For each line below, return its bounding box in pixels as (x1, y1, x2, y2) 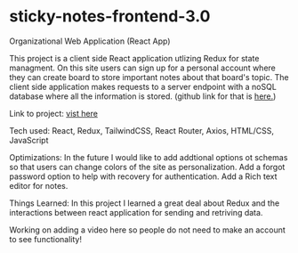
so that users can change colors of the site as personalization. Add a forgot (9, 161, 286, 172)
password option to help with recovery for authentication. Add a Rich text (9, 171, 278, 182)
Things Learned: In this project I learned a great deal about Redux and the (9, 198, 280, 208)
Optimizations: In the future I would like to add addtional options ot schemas (9, 151, 288, 162)
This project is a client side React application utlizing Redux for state (9, 53, 260, 63)
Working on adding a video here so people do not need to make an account (9, 224, 286, 235)
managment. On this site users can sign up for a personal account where (9, 62, 276, 73)
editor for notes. (9, 180, 68, 191)
